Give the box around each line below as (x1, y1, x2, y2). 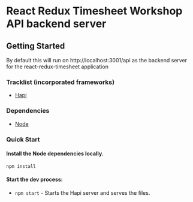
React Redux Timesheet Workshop (6, 4, 183, 18)
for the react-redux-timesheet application (6, 63, 109, 70)
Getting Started (6, 41, 65, 51)
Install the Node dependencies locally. (6, 150, 104, 157)
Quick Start (6, 135, 40, 143)
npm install (6, 163, 36, 169)
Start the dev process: (6, 176, 63, 183)
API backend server (6, 17, 107, 31)
